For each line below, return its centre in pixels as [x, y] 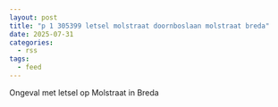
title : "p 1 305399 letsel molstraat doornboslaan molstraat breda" [139, 26]
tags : [19, 59]
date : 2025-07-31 [42, 34]
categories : [31, 42]
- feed [29, 68]
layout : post [34, 17]
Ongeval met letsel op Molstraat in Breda [84, 92]
